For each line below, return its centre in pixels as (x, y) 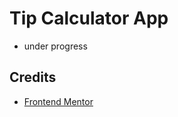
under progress (55, 46)
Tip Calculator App (89, 18)
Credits (33, 77)
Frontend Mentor (58, 101)
